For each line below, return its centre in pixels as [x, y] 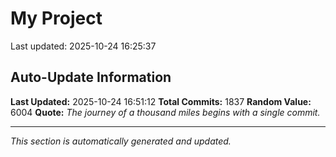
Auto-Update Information [91, 77]
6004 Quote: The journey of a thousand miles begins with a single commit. [165, 112]
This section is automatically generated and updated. [121, 141]
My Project [56, 18]
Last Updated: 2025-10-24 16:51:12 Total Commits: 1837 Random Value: [161, 101]
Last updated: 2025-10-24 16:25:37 [83, 46]
